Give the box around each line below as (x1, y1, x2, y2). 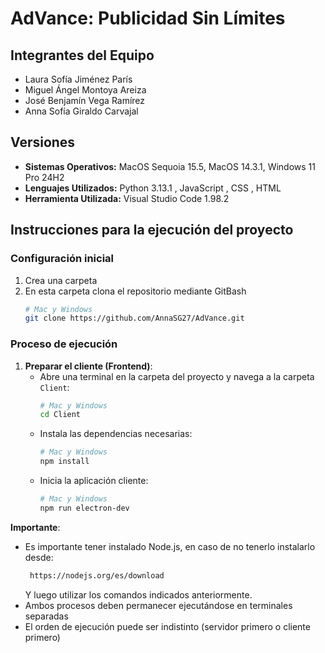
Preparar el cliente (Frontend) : (24, 360, 153, 372)
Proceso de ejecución (10, 337, 118, 351)
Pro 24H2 (24, 171, 65, 183)
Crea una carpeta (24, 274, 98, 286)
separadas (24, 610, 69, 622)
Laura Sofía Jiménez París (24, 73, 133, 85)
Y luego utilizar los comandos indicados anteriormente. (24, 588, 253, 601)
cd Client (39, 410, 82, 420)
